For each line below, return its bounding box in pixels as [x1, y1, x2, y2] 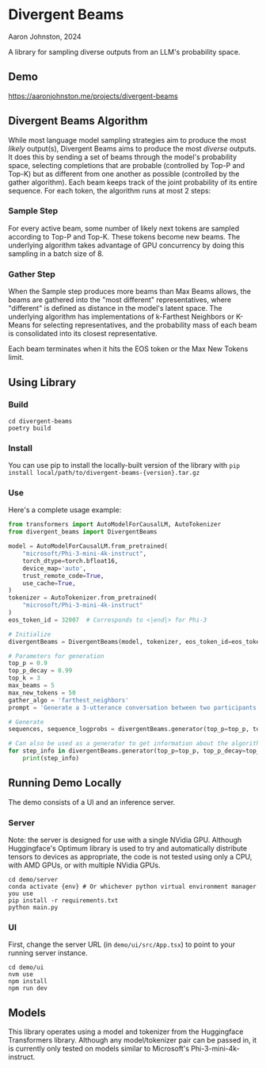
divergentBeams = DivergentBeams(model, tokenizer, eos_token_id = [8, 637, 232, 645]
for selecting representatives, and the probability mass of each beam [32, 320, 257, 330]
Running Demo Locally [8, 776, 122, 790]
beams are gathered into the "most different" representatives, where [8, 295, 232, 304]
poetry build [8, 424, 51, 432]
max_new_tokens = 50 [8, 688, 77, 697]
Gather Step [8, 268, 55, 279]
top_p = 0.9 [8, 660, 47, 668]
